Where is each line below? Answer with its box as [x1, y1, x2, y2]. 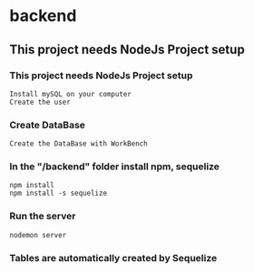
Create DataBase [9, 118, 86, 131]
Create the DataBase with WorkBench [9, 139, 148, 148]
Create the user [9, 97, 71, 106]
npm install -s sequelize [9, 188, 107, 198]
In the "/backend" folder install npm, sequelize [9, 160, 220, 173]
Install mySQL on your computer [9, 89, 132, 98]
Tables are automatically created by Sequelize [9, 251, 218, 264]
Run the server [9, 210, 76, 223]
